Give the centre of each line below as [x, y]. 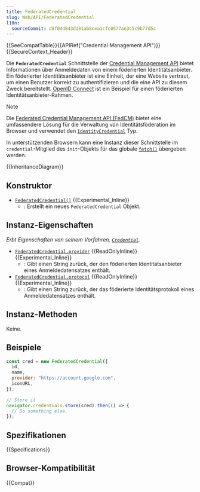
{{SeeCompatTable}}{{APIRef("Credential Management [74, 45]
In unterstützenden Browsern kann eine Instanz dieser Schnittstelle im [92, 143]
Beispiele [24, 348]
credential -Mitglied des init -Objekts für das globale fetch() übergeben [96, 149]
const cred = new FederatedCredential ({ [57, 361]
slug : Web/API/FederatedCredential [50, 17]
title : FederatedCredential [41, 12]
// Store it [21, 400]
